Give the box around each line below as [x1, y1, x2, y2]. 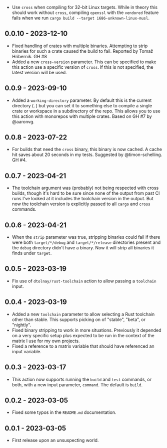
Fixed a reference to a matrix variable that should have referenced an [11, 343, 154, 349]
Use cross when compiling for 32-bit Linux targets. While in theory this [11, 5, 158, 10]
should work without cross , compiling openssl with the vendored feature [11, 10, 159, 16]
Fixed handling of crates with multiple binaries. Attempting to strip [11, 43, 148, 49]
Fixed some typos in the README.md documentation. [11, 409, 116, 415]
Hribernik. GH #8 [11, 53, 47, 59]
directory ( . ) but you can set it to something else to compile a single [11, 102, 152, 108]
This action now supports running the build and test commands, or [11, 376, 152, 382]
